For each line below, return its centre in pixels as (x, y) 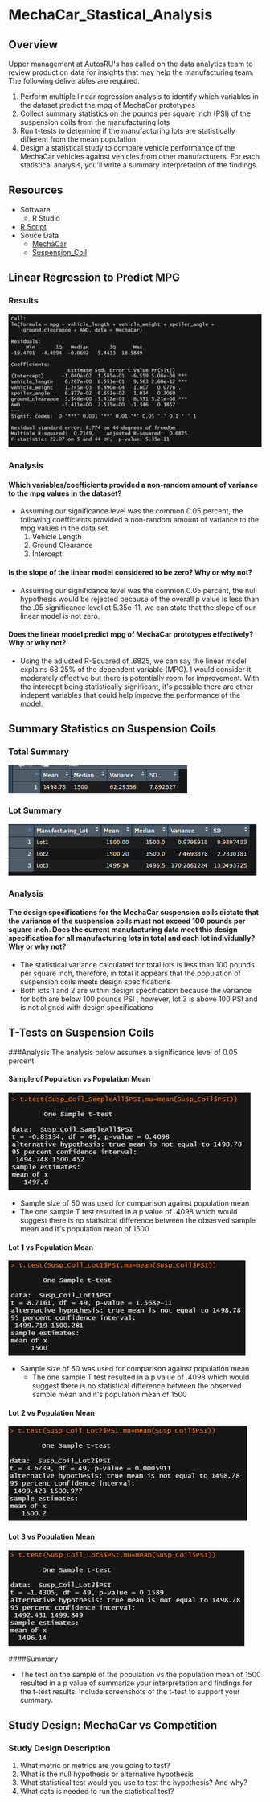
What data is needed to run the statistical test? (97, 1792)
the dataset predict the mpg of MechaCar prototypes (107, 105)
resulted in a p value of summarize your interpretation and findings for (136, 1683)
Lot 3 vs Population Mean (51, 1536)
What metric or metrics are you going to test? (95, 1766)
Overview (33, 45)
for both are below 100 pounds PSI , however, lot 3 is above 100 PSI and (139, 999)
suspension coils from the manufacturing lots (95, 122)
